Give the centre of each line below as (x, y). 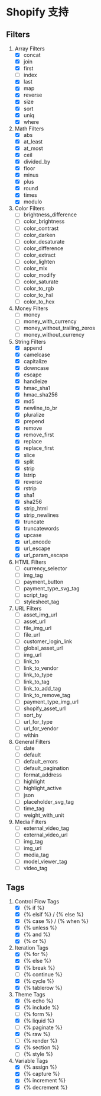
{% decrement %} (45, 1087)
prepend (34, 421)
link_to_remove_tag (47, 695)
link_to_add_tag (42, 688)
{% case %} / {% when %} (56, 921)
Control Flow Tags (37, 901)
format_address (43, 775)
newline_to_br (40, 408)
